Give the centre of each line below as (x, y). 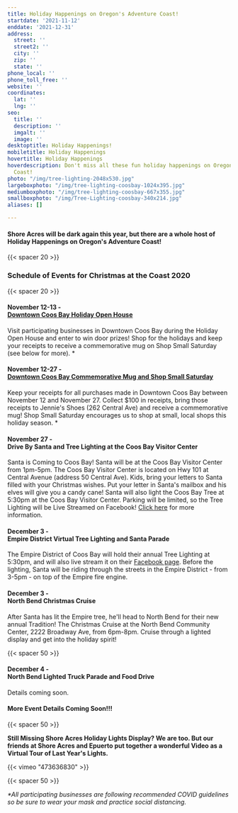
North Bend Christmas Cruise (52, 600)
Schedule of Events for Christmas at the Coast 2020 (99, 276)
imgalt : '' (30, 133)
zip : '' (25, 60)
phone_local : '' (31, 73)
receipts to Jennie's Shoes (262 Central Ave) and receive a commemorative (118, 408)
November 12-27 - (35, 369)
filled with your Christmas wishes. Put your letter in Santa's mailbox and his (117, 485)
